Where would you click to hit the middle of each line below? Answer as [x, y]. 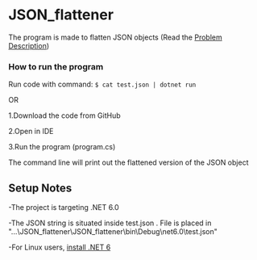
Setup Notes [40, 188]
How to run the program [56, 66]
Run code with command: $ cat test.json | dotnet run [102, 84]
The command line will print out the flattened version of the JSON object [128, 162]
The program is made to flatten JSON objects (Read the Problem [116, 37]
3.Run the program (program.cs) [62, 147]
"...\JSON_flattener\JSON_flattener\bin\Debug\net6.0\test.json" [113, 232]
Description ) [29, 45]
